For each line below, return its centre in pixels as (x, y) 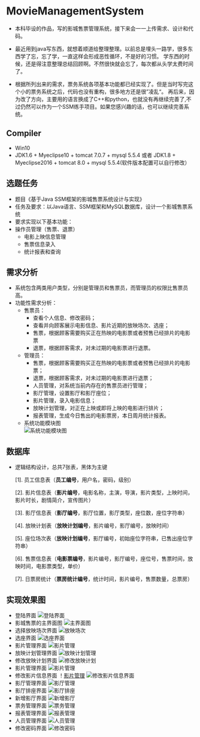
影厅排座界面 (31, 690)
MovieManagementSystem (75, 11)
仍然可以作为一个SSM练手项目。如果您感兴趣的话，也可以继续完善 (102, 106)
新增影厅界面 (31, 698)
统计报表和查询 (42, 251)
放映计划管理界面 (36, 653)
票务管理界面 (31, 705)
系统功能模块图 (42, 423)
